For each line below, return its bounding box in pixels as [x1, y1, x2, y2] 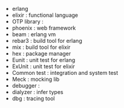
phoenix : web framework [11, 24, 76, 31]
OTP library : [11, 18, 44, 25]
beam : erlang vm [11, 31, 56, 38]
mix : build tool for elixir [11, 43, 71, 51]
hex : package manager [11, 50, 71, 57]
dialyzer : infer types [11, 89, 64, 95]
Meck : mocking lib [11, 75, 60, 83]
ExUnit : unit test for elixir [11, 63, 76, 70]
